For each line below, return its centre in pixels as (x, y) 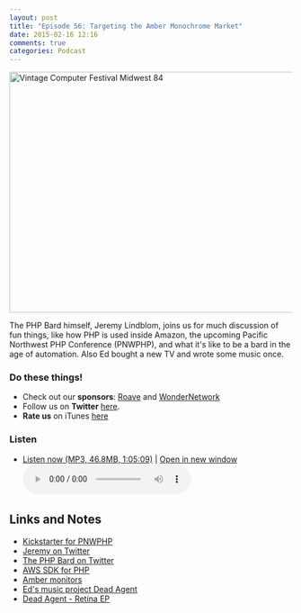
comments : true (38, 43)
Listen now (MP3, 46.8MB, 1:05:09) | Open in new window (130, 459)
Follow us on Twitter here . (71, 407)
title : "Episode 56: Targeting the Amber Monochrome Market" (126, 26)
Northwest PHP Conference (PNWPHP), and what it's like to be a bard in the (150, 345)
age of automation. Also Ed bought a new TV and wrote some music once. (147, 354)
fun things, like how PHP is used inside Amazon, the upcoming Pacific (138, 335)
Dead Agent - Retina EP (66, 599)
